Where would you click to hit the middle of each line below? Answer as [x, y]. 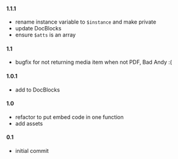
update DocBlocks [38, 29]
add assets [29, 123]
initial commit [32, 151]
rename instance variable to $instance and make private [86, 22]
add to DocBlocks [37, 90]
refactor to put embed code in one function [69, 117]
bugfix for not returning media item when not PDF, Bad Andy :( [94, 62]
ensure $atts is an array [45, 35]
